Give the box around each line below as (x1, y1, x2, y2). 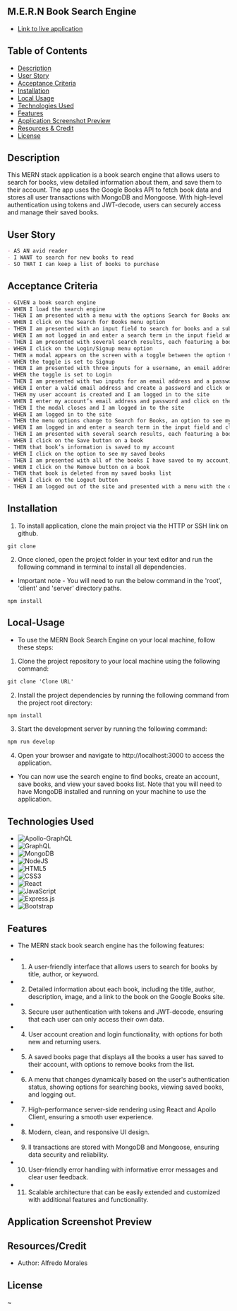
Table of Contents (7, 45, 88, 57)
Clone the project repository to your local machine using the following (17, 657, 221, 665)
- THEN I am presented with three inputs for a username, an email (7, 364, 210, 372)
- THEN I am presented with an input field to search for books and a (7, 325, 219, 333)
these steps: (17, 643, 54, 652)
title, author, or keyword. (28, 969, 99, 978)
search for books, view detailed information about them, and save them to (7, 178, 222, 187)
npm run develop (7, 739, 55, 746)
